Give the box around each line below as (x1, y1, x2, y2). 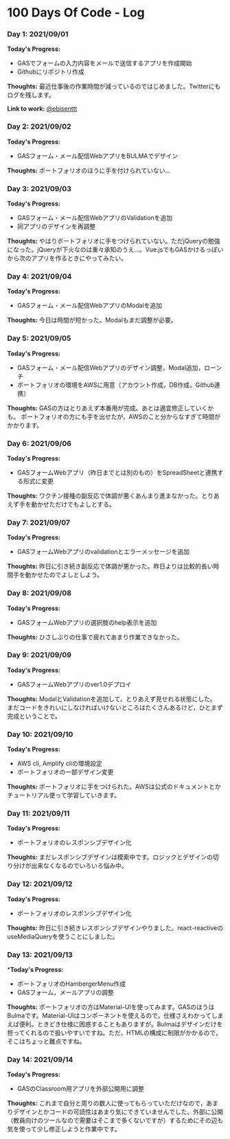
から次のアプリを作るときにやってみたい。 (7, 254, 128, 263)
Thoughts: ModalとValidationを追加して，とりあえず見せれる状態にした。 (7, 694, 216, 703)
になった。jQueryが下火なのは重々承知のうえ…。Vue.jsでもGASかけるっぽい (7, 245, 224, 254)
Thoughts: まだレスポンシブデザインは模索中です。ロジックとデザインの (7, 853, 214, 861)
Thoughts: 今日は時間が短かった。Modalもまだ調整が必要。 (7, 316, 177, 324)
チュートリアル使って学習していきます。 (7, 791, 121, 799)
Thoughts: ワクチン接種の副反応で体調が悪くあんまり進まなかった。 (7, 491, 202, 500)
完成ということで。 (7, 711, 62, 720)
